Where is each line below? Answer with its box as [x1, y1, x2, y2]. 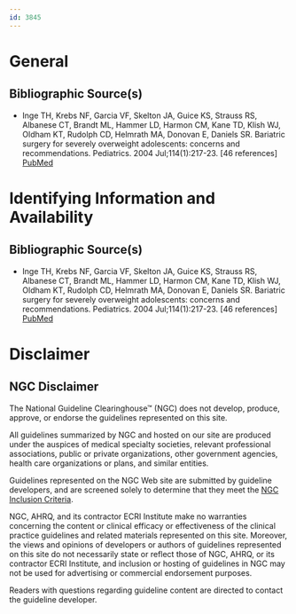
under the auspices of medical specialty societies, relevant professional [9, 438, 272, 449]
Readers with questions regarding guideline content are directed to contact [9, 585, 284, 595]
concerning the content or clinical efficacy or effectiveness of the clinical [9, 520, 277, 531]
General [9, 51, 69, 71]
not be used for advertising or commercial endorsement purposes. [9, 567, 253, 578]
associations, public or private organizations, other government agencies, [9, 448, 278, 459]
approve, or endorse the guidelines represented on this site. [9, 412, 228, 422]
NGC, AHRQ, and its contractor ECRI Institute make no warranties [9, 511, 247, 522]
